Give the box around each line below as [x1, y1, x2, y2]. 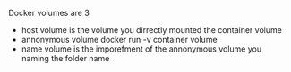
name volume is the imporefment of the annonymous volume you [21, 44, 261, 54]
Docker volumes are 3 [8, 8, 90, 18]
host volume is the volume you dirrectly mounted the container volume [21, 25, 283, 35]
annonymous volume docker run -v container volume [21, 35, 218, 44]
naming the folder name [21, 53, 110, 63]
